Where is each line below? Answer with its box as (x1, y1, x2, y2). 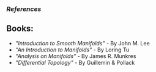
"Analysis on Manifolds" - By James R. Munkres (15, 52, 136, 59)
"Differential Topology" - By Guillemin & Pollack (15, 59, 135, 66)
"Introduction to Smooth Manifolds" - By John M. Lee (15, 39, 150, 47)
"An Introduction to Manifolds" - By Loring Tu (15, 46, 130, 53)
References (6, 5, 42, 13)
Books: (6, 24, 34, 34)
